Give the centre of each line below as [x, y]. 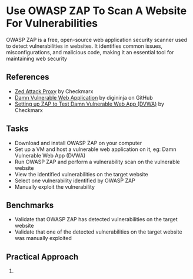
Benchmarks [30, 205]
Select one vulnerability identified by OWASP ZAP [75, 180]
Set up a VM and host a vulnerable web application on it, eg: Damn [95, 149]
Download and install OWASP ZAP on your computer [78, 143]
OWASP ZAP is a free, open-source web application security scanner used [96, 40]
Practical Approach [42, 257]
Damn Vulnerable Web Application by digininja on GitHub [84, 97]
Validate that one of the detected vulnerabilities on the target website [98, 232]
